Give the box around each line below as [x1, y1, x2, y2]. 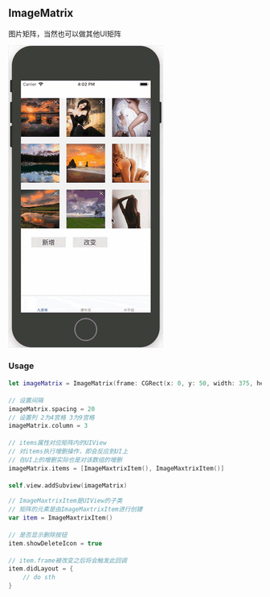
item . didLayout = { [8, 565, 74, 573]
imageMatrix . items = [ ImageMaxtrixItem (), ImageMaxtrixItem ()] [8, 464, 225, 472]
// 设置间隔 [8, 396, 44, 404]
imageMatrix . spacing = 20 [8, 404, 95, 413]
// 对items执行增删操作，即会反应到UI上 [8, 447, 129, 456]
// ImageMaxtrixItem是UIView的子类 [8, 497, 123, 505]
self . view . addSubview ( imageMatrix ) [8, 481, 128, 490]
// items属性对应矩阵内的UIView [8, 439, 107, 447]
